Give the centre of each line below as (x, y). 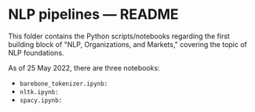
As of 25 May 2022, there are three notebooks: (84, 67)
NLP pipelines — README (93, 14)
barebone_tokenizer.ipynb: (64, 84)
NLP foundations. (36, 52)
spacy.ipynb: (41, 100)
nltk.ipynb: (39, 92)
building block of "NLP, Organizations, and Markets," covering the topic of (127, 44)
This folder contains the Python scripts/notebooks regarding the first (119, 36)
